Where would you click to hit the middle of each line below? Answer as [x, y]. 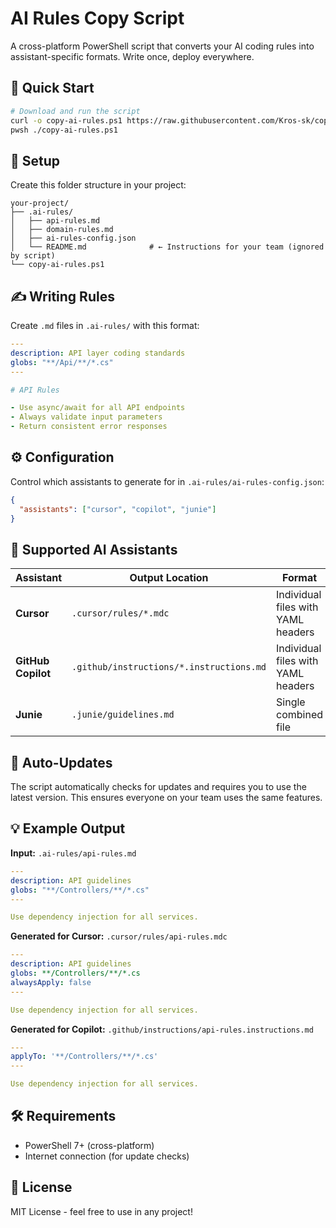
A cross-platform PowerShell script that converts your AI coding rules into [162, 46]
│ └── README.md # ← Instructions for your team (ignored [167, 247]
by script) [33, 256]
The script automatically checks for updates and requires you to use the [158, 787]
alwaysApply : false [51, 982]
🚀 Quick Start [52, 88]
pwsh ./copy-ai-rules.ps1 [64, 130]
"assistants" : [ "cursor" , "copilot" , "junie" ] [118, 509]
